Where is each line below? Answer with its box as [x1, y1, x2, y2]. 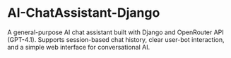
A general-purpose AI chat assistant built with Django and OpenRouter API [7, 28, 224, 36]
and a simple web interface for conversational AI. [7, 43, 150, 51]
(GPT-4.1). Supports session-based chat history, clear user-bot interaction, [7, 35, 225, 43]
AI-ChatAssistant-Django [7, 5, 160, 21]
